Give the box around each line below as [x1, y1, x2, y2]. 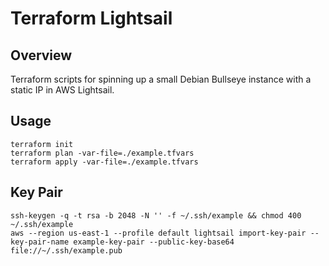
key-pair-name [10, 237, 70, 247]
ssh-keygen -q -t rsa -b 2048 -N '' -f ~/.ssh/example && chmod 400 [10, 210, 302, 221]
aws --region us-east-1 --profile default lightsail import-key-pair [10, 228, 307, 238]
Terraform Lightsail [10, 7, 173, 30]
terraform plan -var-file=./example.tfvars [10, 148, 195, 158]
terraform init [10, 139, 74, 149]
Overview [10, 47, 73, 64]
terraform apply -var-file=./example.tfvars [10, 157, 199, 167]
